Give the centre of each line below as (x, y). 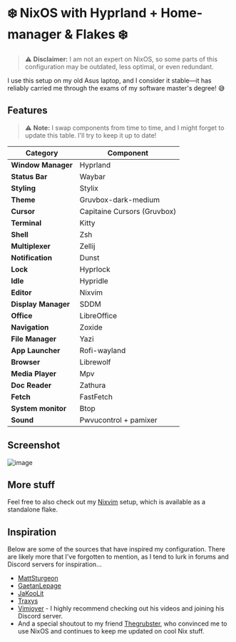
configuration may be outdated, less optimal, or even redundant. (119, 66)
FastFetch (96, 397)
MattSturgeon (38, 579)
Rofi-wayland (103, 350)
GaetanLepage (40, 586)
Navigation (30, 327)
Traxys (28, 601)
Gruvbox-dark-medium (120, 200)
